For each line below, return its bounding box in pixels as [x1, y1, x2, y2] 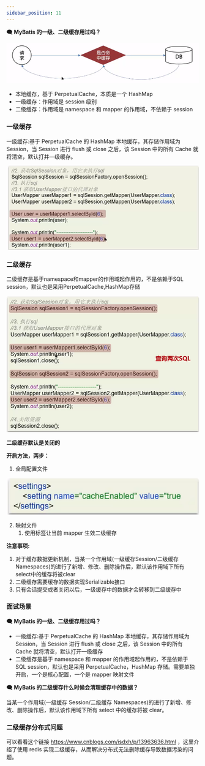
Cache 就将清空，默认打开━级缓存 [15, 647, 103, 655]
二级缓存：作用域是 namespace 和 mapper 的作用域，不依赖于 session [15, 106, 193, 113]
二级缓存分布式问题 [6, 723, 63, 731]
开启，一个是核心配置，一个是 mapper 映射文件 [15, 671, 135, 678]
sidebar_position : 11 [6, 10, 62, 16]
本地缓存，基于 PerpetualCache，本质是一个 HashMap [15, 91, 153, 98]
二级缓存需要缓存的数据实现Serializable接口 [15, 578, 125, 586]
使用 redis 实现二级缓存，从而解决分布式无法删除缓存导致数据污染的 [17, 746, 188, 753]
